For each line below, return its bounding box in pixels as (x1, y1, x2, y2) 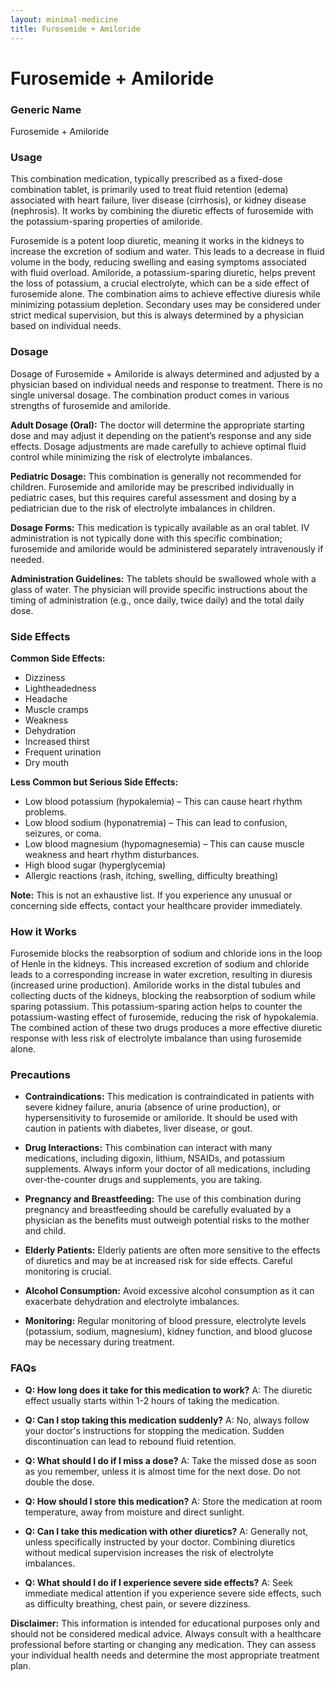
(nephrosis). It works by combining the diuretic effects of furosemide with (10, 205, 314, 217)
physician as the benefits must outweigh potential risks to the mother (24, 1214, 310, 1226)
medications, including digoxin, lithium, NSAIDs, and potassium (24, 1152, 285, 1165)
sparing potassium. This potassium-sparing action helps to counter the (10, 1001, 303, 1013)
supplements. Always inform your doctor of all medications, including (24, 1163, 311, 1175)
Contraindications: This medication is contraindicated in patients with (24, 1091, 315, 1103)
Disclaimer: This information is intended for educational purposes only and (10, 1617, 320, 1629)
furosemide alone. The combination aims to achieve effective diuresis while (10, 288, 321, 300)
